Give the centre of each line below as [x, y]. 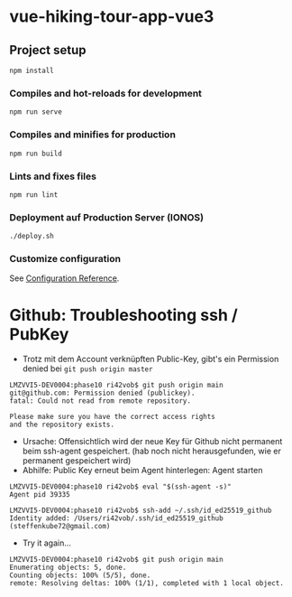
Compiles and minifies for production [92, 135]
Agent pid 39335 [40, 495]
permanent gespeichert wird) [77, 461]
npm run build [36, 154]
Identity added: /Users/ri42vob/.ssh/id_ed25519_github [116, 518]
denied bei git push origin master [87, 368]
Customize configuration [65, 259]
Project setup [48, 50]
